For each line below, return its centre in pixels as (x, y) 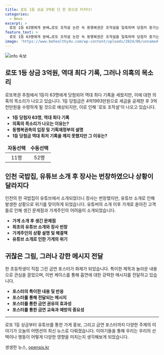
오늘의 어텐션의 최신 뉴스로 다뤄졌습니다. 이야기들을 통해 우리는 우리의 (84, 331)
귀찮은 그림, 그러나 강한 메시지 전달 (54, 256)
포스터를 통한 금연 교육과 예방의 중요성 (48, 310)
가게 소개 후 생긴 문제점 (34, 221)
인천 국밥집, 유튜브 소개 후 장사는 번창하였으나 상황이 (79, 176)
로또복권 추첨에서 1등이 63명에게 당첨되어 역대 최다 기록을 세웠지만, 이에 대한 (78, 95)
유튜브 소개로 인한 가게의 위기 (40, 239)
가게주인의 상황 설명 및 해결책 (40, 233)
